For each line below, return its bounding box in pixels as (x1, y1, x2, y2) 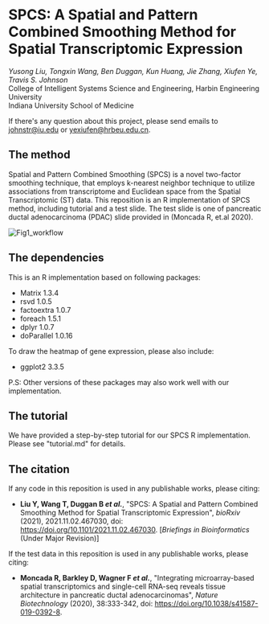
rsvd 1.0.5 (19, 296, 52, 306)
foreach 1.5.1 (19, 314, 62, 323)
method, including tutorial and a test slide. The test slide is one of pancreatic (8, 203, 262, 213)
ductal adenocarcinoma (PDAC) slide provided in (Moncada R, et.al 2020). (8, 211, 254, 222)
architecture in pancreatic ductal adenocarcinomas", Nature (19, 590, 218, 600)
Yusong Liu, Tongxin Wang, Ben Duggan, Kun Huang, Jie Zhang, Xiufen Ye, (8, 66, 259, 76)
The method (8, 148, 71, 162)
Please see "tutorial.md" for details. (8, 439, 126, 449)
